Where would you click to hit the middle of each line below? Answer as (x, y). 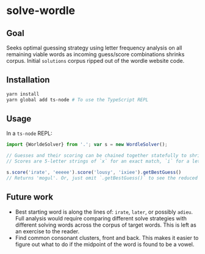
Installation (28, 80)
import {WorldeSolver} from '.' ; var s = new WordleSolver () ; (87, 145)
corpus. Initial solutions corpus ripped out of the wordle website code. (95, 61)
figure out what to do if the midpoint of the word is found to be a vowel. (105, 244)
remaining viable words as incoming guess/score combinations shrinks (95, 54)
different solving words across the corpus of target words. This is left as (106, 225)
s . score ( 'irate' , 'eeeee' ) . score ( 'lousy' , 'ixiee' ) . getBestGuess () (94, 172)
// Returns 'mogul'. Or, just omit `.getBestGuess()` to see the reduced (102, 178)
